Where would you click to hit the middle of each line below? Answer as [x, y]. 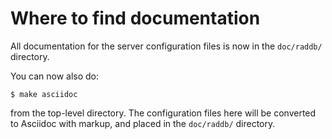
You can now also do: [55, 76]
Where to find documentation [135, 18]
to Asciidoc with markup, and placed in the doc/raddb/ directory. [143, 123]
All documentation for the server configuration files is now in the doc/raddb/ [166, 46]
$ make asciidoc [44, 94]
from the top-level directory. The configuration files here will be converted [163, 113]
